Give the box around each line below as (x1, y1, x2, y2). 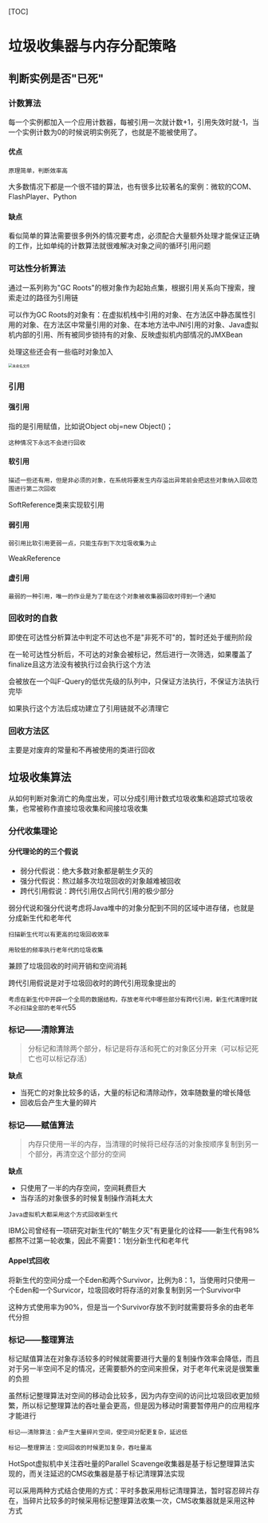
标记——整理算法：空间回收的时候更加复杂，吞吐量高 (8, 1444, 152, 1452)
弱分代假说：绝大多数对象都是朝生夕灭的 (19, 866, 153, 876)
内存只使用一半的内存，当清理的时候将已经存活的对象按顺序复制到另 (27, 1140, 252, 1149)
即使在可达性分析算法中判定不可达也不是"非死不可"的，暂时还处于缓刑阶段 (8, 632, 253, 642)
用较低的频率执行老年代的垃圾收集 (8, 946, 104, 954)
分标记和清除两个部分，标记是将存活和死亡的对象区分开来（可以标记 (27, 1044, 252, 1053)
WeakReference (8, 554, 61, 563)
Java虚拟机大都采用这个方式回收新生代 (8, 1211, 118, 1219)
